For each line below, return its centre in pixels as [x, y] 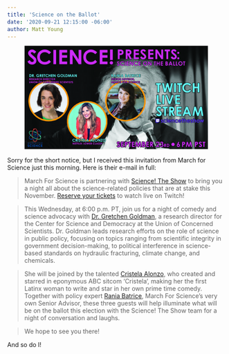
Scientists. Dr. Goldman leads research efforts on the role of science [121, 231]
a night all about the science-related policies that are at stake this [117, 188]
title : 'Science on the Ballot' [54, 15]
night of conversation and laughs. [72, 317]
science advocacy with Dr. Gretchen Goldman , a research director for [123, 216]
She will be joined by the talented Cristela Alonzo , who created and [120, 274]
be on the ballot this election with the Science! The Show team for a [120, 310]
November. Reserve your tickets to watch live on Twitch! [104, 195]
